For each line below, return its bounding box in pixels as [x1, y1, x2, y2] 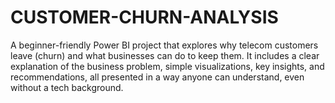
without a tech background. [10, 81, 124, 93]
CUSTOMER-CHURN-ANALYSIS [10, 6, 279, 29]
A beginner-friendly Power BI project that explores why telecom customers [10, 39, 319, 51]
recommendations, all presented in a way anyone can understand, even [10, 71, 305, 83]
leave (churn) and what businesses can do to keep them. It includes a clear [10, 49, 320, 61]
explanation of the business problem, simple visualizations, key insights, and [10, 60, 325, 72]
